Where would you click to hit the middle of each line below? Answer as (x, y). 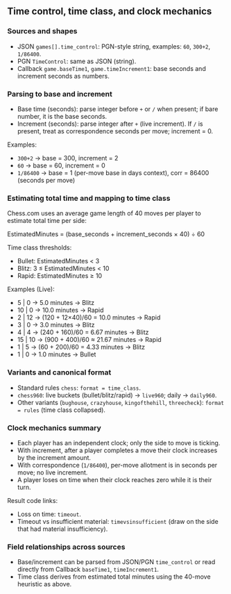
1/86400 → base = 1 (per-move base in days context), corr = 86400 (113, 172)
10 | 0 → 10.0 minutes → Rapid (60, 310)
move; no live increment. (52, 472)
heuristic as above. (44, 584)
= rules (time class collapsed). (61, 410)
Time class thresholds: (40, 248)
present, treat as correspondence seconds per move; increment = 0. (115, 131)
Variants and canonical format (59, 372)
